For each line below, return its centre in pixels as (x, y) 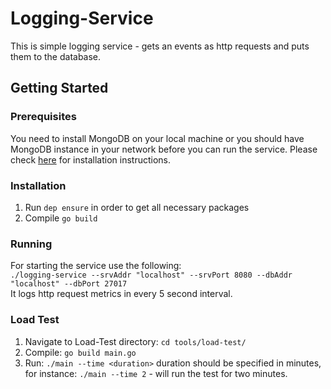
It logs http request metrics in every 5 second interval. (121, 294)
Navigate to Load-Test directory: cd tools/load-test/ (135, 341)
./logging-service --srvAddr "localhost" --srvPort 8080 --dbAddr (151, 275)
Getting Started (59, 88)
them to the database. (56, 56)
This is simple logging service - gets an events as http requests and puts (160, 46)
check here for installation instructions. (91, 159)
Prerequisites (43, 117)
